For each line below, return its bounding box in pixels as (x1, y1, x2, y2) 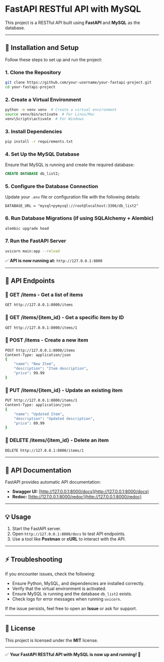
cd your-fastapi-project (5, 84, 56, 89)
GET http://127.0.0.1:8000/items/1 (5, 325, 78, 330)
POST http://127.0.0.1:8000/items (5, 348, 76, 353)
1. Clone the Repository (5, 69, 61, 75)
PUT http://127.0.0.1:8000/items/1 (5, 398, 78, 403)
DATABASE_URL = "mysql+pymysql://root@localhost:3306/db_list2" (5, 203, 139, 209)
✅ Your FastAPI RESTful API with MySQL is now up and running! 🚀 (5, 651, 141, 657)
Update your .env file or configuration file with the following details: (5, 194, 141, 200)
